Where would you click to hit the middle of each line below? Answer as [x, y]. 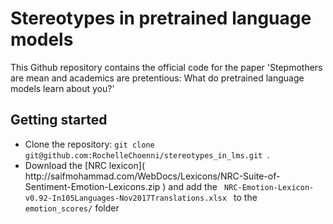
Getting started [59, 120]
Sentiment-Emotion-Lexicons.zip [92, 186]
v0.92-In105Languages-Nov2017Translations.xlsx [125, 198]
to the [245, 197]
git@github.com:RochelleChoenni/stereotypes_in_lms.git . [147, 154]
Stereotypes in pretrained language [161, 18]
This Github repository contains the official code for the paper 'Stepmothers [166, 67]
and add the [193, 186]
